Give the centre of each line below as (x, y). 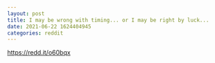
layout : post (26, 13)
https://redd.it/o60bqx (39, 53)
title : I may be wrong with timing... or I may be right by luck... (108, 20)
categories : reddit (35, 33)
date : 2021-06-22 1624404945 (49, 26)
